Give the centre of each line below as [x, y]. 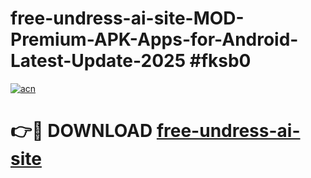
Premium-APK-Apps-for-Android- [154, 39]
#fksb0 [220, 61]
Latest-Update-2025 [98, 61]
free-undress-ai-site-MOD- [127, 18]
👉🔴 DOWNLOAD [81, 131]
